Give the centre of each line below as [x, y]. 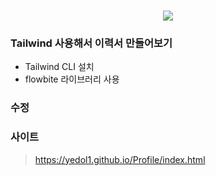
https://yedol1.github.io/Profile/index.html [120, 159]
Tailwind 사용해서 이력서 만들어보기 [91, 43]
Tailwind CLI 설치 [59, 67]
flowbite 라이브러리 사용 [72, 79]
